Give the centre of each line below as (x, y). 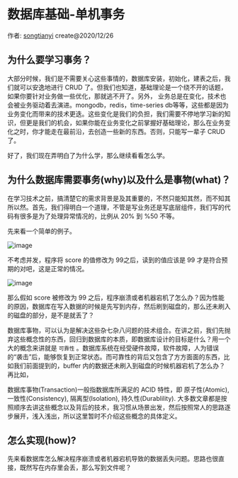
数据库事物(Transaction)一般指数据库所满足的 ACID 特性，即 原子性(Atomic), (118, 389)
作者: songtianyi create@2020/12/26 (61, 35)
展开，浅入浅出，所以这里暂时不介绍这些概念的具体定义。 (97, 416)
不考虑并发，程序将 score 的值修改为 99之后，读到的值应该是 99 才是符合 (114, 260)
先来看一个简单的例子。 (41, 231)
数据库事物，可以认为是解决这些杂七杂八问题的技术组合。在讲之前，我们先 (116, 330)
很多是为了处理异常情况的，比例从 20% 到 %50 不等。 (99, 216)
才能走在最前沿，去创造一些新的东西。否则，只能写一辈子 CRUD (131, 131)
